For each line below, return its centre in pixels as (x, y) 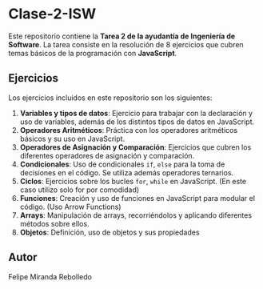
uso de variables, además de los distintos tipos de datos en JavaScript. (137, 122)
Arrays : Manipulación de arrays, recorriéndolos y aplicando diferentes (136, 215)
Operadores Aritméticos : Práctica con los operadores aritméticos (129, 130)
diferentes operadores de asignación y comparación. (107, 155)
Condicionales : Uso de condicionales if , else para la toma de (122, 164)
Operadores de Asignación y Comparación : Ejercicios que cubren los (135, 147)
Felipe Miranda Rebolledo (50, 276)
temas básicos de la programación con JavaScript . (93, 53)
